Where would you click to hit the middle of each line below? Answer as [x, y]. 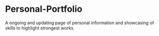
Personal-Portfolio [44, 9]
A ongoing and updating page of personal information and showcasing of [79, 23]
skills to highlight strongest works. [40, 28]
